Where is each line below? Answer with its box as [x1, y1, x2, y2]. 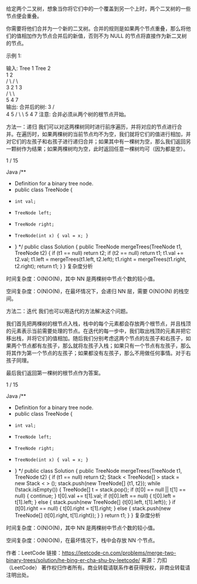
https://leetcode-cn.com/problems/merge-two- [62, 549, 176, 556]
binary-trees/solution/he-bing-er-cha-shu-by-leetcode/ [6, 557, 141, 563]
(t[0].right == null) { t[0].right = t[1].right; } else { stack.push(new [14, 505, 171, 512]
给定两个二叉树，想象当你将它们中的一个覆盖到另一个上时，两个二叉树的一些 [6, 5, 191, 12]
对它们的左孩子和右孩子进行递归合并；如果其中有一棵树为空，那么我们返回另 [6, 138, 191, 145]
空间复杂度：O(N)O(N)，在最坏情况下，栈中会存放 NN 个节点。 [6, 537, 158, 543]
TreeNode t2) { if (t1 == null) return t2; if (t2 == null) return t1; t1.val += [14, 250, 184, 256]
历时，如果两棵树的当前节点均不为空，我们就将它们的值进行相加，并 [26, 131, 191, 137]
